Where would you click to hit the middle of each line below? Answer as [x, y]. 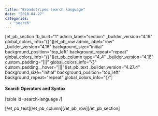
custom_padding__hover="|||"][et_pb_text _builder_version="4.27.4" [72, 67]
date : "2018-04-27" [25, 14]
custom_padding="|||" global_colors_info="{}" [51, 62]
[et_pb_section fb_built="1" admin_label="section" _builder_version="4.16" [79, 37]
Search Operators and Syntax [36, 88]
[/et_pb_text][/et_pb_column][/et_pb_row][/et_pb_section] [63, 108]
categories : [17, 18]
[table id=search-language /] [34, 99]
